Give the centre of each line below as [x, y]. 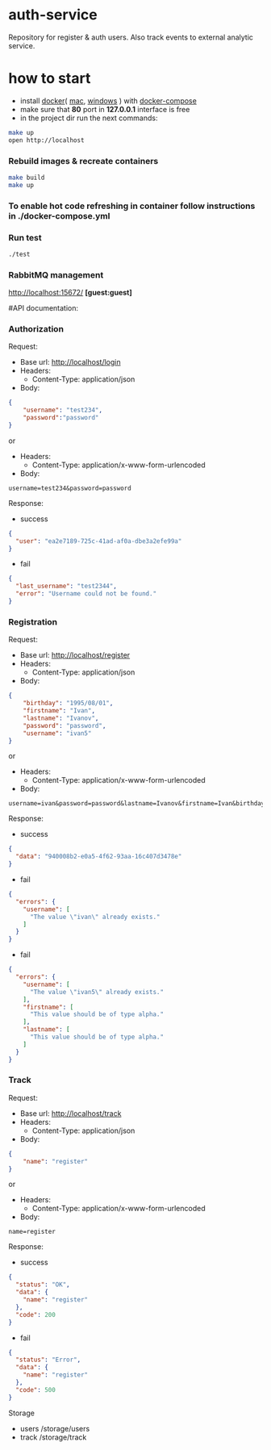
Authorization [36, 328]
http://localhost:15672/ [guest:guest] [71, 293]
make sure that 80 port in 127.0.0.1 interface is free [105, 109]
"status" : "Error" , [48, 1360]
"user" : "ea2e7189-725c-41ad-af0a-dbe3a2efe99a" [99, 541]
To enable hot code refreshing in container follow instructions [132, 206]
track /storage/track [53, 1437]
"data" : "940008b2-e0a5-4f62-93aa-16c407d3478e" [99, 857]
